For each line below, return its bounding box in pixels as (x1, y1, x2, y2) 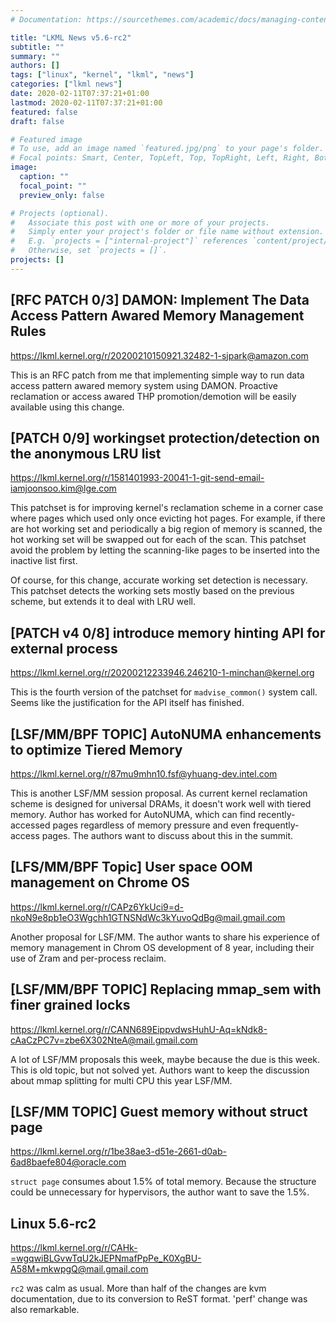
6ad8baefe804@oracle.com (10, 1156, 127, 1168)
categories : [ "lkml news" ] (10, 79, 123, 90)
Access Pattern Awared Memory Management (10, 307, 305, 325)
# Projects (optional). (10, 208, 110, 218)
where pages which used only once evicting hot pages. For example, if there (10, 512, 326, 525)
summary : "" (10, 51, 60, 61)
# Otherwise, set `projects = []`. (10, 246, 168, 256)
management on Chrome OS (10, 874, 190, 891)
